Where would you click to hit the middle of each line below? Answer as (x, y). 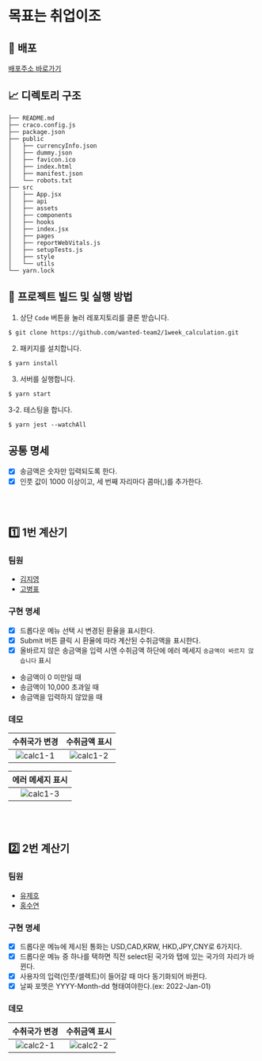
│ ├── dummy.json (40, 153)
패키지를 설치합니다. (50, 348)
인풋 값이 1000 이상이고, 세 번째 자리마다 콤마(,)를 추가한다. (111, 481)
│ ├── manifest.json (46, 174)
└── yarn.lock (32, 270)
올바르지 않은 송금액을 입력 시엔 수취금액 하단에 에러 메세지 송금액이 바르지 (132, 650)
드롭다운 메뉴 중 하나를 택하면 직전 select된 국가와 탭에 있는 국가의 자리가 (133, 956)
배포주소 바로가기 (35, 69)
